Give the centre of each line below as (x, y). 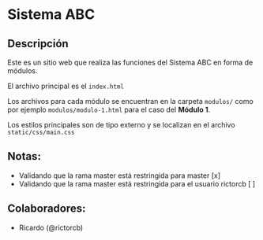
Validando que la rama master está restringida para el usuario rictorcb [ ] (137, 183)
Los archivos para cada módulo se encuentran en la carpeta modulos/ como (130, 101)
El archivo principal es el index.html (66, 86)
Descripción (38, 44)
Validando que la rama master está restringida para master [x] (120, 175)
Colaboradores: (47, 209)
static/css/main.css (41, 132)
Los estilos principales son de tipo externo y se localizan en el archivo (121, 125)
